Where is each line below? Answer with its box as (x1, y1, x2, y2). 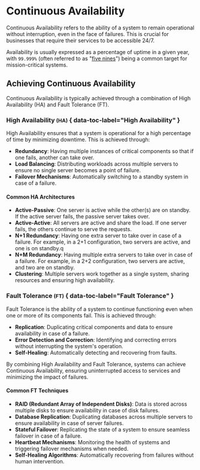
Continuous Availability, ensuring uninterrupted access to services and (6, 367, 181, 374)
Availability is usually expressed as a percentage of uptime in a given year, (6, 48, 190, 55)
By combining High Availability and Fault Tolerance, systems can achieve (6, 360, 186, 367)
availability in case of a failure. (14, 330, 90, 337)
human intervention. (14, 457, 65, 465)
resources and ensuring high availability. (14, 277, 115, 284)
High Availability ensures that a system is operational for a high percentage (6, 130, 192, 137)
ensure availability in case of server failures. (14, 419, 124, 427)
